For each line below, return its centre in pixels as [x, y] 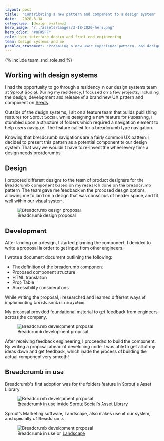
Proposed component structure [44, 272]
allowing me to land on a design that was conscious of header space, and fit [82, 196]
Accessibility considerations [41, 288]
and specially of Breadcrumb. [35, 418]
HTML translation [30, 278]
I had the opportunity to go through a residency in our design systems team [81, 87]
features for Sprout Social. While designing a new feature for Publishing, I [79, 117]
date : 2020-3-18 [24, 19]
